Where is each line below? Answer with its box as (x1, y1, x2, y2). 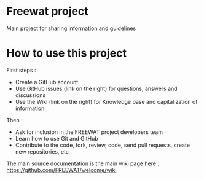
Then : (6, 116, 23, 123)
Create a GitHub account (15, 78, 79, 85)
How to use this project (6, 46, 127, 60)
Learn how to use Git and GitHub (15, 135, 98, 142)
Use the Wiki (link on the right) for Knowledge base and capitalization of (15, 98, 198, 105)
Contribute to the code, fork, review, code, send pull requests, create (15, 141, 190, 149)
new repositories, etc (15, 147, 69, 155)
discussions (15, 91, 46, 99)
